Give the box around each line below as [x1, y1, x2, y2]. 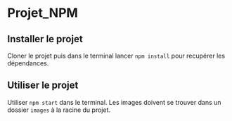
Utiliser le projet [7, 79, 79, 91]
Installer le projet [7, 33, 83, 45]
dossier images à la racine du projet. [7, 106, 111, 114]
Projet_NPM [7, 5, 79, 21]
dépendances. [7, 59, 49, 68]
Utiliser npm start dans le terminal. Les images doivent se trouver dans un [7, 98, 221, 106]
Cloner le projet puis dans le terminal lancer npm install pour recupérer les [7, 51, 226, 60]
